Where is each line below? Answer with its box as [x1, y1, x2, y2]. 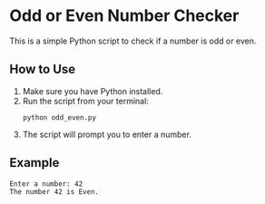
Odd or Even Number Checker [9, 5, 240, 26]
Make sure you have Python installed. [22, 85, 163, 96]
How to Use [9, 62, 76, 77]
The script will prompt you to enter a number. [22, 129, 192, 140]
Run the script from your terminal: [22, 95, 150, 106]
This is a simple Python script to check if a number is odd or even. [9, 35, 257, 46]
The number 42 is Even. [9, 187, 100, 196]
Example [9, 155, 60, 170]
